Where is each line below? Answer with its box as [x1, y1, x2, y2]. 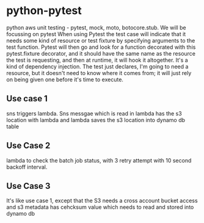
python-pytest [6, 4, 82, 18]
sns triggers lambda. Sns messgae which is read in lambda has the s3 [6, 109, 182, 117]
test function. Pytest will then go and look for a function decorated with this [6, 43, 196, 51]
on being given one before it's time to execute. [6, 76, 124, 83]
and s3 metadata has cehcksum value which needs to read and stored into [6, 203, 194, 211]
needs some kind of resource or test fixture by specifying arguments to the [6, 37, 195, 44]
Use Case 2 [6, 141, 51, 151]
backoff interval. [6, 163, 48, 170]
